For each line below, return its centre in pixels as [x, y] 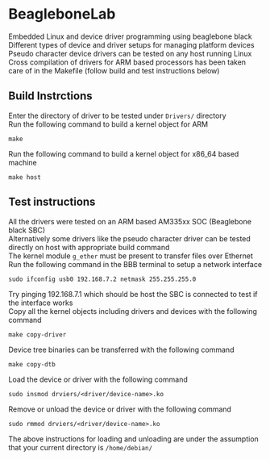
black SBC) [27, 230]
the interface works [41, 303]
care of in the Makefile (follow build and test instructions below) [114, 70]
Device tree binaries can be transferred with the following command [121, 349]
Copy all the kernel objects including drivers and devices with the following [133, 311]
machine [23, 162]
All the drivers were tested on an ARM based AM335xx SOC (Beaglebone [130, 221]
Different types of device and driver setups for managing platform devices [132, 44]
